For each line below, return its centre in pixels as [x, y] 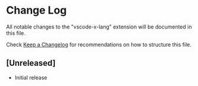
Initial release [31, 77]
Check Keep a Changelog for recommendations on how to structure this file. [99, 44]
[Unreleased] [31, 63]
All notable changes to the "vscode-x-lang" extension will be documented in [99, 27]
